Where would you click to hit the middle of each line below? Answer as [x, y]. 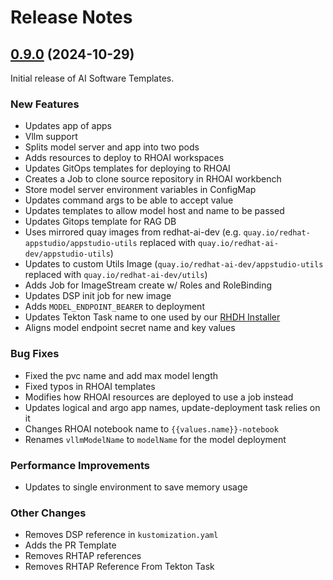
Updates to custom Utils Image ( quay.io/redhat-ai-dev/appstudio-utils [174, 264]
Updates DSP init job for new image [98, 296]
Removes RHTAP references [83, 556]
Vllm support [51, 137]
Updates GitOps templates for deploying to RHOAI [127, 168]
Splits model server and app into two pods [112, 147]
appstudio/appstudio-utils [81, 244]
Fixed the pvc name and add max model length [121, 375]
